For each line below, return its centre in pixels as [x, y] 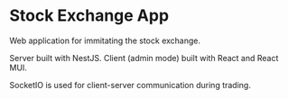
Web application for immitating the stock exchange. [105, 40]
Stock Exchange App [89, 16]
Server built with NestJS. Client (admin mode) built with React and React [144, 58]
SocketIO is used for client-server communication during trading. [130, 85]
